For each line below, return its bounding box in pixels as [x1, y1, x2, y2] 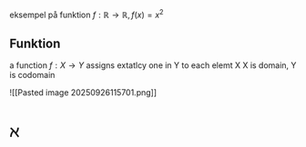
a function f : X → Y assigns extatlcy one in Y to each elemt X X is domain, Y [9, 60, 297, 71]
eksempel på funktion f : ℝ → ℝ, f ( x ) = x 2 [9, 8, 164, 20]
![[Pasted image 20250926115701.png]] [9, 87, 158, 98]
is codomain [9, 70, 56, 81]
